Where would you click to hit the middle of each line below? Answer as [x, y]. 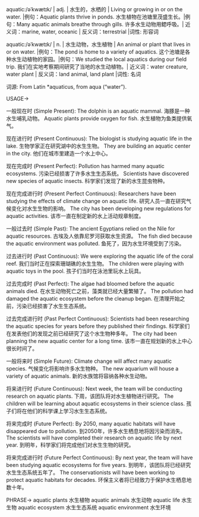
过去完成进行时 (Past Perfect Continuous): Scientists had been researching [98, 319]
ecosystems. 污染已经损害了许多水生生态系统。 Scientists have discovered [97, 173]
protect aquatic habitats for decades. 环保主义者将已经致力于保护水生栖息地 [99, 480]
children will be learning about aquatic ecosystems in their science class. [96, 404]
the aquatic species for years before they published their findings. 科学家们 [98, 326]
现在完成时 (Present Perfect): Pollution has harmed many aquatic [86, 166]
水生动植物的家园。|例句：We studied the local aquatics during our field [99, 59]
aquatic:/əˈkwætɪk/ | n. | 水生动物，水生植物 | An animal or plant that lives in [99, 44]
